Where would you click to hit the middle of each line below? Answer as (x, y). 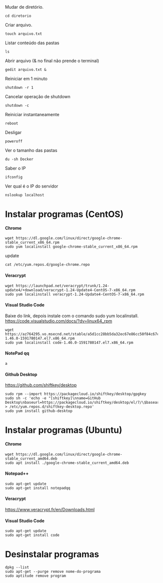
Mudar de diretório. (24, 7)
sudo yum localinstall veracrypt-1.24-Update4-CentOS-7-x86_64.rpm (75, 294)
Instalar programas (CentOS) (64, 214)
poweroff (14, 141)
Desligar (13, 132)
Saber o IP (15, 168)
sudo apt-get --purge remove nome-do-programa (53, 572)
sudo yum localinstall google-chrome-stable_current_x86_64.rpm (71, 247)
